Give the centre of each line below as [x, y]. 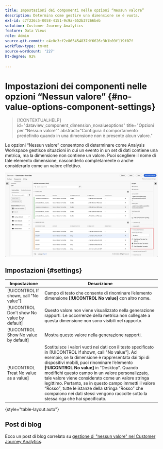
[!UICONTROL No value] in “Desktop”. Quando [91, 367]
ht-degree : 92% [20, 56]
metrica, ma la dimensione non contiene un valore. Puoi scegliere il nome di [81, 155]
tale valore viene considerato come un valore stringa [97, 378]
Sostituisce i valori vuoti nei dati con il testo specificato [99, 347]
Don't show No [22, 313]
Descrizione [100, 283]
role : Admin [17, 36]
